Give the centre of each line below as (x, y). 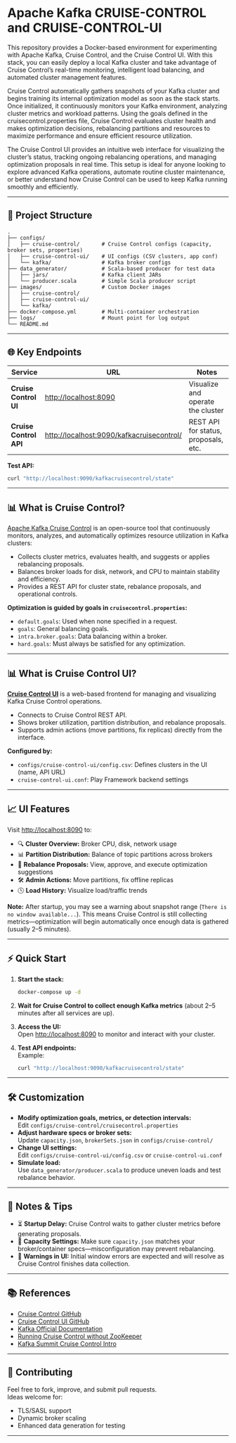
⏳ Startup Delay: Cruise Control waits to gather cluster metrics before (119, 1224)
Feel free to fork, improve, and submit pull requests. (82, 1389)
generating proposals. (49, 1234)
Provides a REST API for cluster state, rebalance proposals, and (109, 587)
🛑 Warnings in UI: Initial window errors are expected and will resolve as (121, 1257)
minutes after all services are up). (66, 1013)
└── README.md (28, 324)
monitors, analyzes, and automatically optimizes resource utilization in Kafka (118, 535)
